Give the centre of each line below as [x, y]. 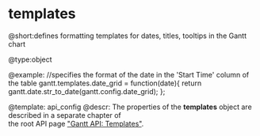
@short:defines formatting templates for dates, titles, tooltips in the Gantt [128, 36]
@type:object [31, 59]
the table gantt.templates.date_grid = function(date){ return [105, 83]
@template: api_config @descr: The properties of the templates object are [130, 107]
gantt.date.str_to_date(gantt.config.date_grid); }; [87, 91]
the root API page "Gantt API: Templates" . [76, 123]
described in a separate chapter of [65, 115]
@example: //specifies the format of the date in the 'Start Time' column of [129, 74]
